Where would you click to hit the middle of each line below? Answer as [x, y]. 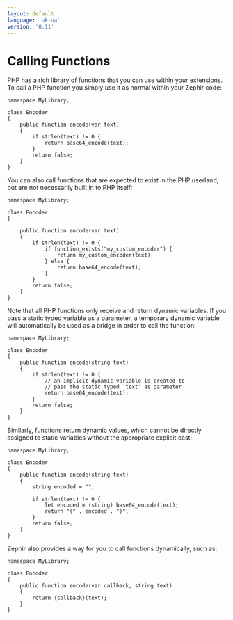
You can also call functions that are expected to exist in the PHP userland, [113, 180]
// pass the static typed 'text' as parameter [113, 387]
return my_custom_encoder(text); [105, 255]
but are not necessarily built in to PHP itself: [70, 188]
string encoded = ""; [64, 487]
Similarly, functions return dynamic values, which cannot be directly [104, 430]
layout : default [31, 14]
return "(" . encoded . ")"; [87, 511]
